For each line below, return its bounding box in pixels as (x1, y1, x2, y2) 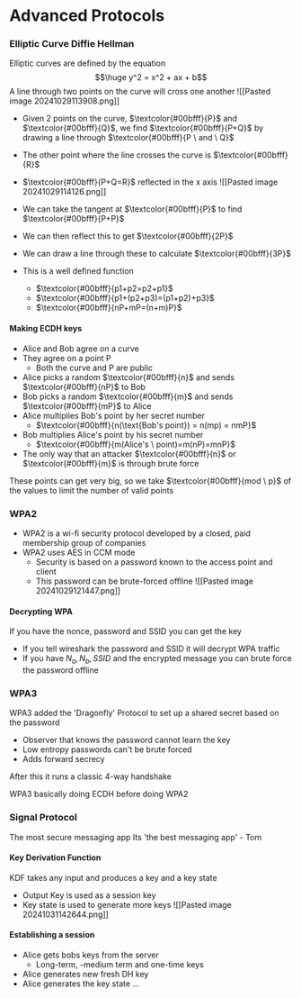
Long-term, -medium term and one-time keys (35, 958, 204, 969)
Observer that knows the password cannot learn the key (22, 735, 231, 746)
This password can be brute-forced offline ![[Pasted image (35, 576, 254, 586)
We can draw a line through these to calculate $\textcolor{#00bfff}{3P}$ (22, 249, 292, 259)
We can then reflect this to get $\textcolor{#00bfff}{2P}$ (22, 231, 234, 241)
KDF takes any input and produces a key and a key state (9, 872, 217, 883)
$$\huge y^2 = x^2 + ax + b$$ (94, 72, 208, 83)
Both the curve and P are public (35, 362, 154, 373)
